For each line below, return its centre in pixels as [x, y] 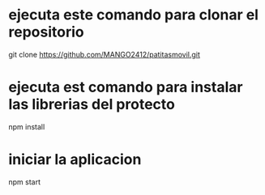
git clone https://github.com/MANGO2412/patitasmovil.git [105, 54]
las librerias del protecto [92, 105]
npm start [25, 182]
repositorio [46, 32]
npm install [27, 126]
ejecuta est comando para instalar [126, 87]
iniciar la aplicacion [75, 160]
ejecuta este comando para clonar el [134, 15]
